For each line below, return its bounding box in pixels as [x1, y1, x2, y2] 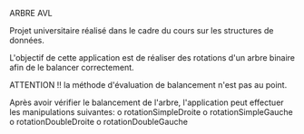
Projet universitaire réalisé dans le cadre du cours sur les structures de [9, 25, 274, 35]
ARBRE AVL [9, 8, 53, 18]
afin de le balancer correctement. [9, 62, 134, 72]
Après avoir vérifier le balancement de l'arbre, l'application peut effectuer [9, 97, 284, 108]
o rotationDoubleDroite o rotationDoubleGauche [9, 117, 189, 127]
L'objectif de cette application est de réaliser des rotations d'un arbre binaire [9, 53, 296, 62]
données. [9, 35, 45, 45]
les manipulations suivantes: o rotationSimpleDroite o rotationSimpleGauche [9, 107, 293, 117]
